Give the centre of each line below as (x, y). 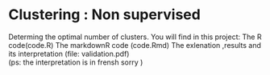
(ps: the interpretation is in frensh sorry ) (76, 62)
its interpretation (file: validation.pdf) (69, 53)
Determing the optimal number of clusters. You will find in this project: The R (135, 37)
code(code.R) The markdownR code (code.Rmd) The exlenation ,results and (135, 45)
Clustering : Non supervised (105, 15)
